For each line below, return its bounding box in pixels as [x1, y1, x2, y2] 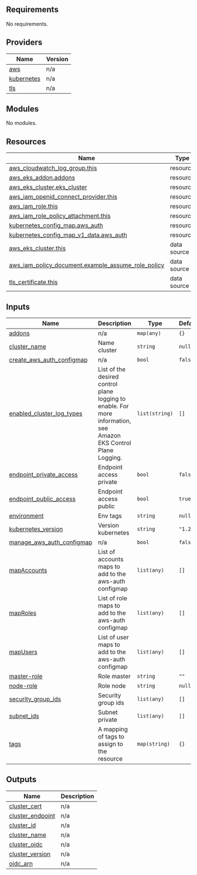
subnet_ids [9, 712, 39, 720]
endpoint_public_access [9, 495, 76, 503]
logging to [97, 395, 126, 403]
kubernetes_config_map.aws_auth [9, 221, 104, 230]
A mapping [97, 725, 128, 734]
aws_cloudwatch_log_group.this [9, 164, 97, 173]
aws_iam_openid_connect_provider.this [9, 193, 118, 201]
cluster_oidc [9, 840, 43, 849]
